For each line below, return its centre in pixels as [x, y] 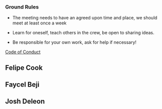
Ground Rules [22, 7]
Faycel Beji [22, 85]
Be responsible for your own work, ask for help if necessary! [74, 42]
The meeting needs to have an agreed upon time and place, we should [85, 18]
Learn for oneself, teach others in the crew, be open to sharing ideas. [83, 33]
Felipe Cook [24, 67]
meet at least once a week [39, 23]
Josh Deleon [25, 101]
